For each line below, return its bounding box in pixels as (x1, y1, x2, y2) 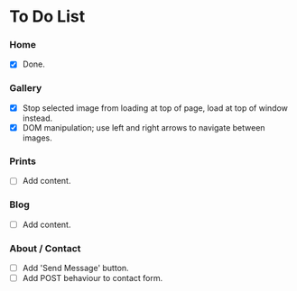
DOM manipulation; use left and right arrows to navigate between (22, 122, 265, 132)
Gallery (9, 82, 42, 95)
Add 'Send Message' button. (22, 262, 129, 273)
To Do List (9, 6, 86, 27)
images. (22, 132, 52, 143)
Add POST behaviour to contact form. (22, 273, 163, 284)
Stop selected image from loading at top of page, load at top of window (22, 102, 289, 114)
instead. (22, 113, 53, 123)
